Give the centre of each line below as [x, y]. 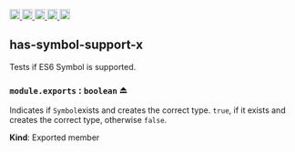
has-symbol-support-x [76, 45]
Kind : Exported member [55, 137]
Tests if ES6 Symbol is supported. [73, 66]
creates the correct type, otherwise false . [88, 120]
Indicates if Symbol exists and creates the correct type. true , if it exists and [147, 110]
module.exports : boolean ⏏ [69, 90]
